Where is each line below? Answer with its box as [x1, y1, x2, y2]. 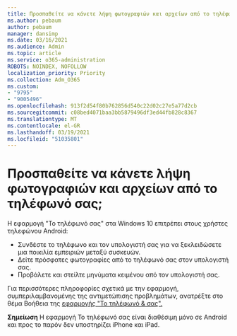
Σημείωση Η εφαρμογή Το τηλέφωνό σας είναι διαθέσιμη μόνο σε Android [7, 313, 227, 322]
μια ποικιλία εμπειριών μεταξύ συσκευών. [17, 248, 141, 257]
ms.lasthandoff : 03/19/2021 [7, 129, 90, 136]
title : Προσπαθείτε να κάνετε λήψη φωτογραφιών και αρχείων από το [7, 10, 210, 18]
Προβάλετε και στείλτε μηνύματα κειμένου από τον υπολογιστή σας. [17, 270, 220, 279]
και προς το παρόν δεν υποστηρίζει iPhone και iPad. [7, 320, 160, 329]
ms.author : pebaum [7, 17, 61, 24]
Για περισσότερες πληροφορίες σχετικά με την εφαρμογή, [7, 284, 179, 293]
